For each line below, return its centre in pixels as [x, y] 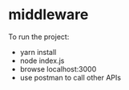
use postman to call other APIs [71, 77]
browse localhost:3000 [58, 68]
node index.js [42, 61]
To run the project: [39, 37]
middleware [48, 15]
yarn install [38, 52]
